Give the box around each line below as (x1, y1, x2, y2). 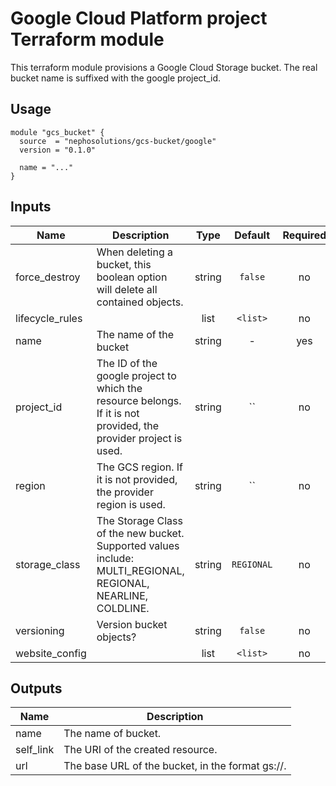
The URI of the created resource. (63, 743, 218, 757)
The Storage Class (96, 513, 183, 527)
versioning (15, 623, 65, 637)
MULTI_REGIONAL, (96, 563, 185, 577)
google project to (96, 368, 177, 382)
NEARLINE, (96, 588, 149, 602)
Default (234, 228, 271, 242)
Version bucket (96, 617, 168, 631)
